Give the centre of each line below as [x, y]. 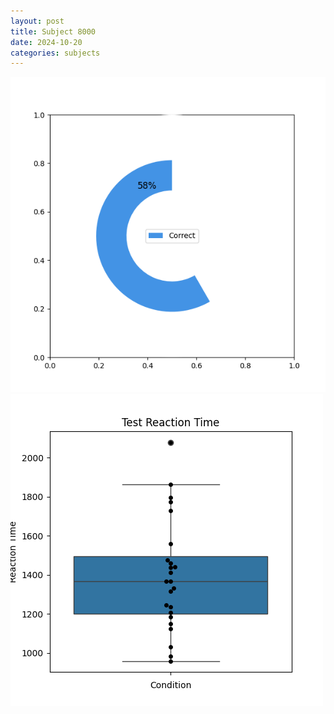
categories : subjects [55, 53]
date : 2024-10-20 [46, 42]
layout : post [37, 21]
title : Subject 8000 [53, 31]
